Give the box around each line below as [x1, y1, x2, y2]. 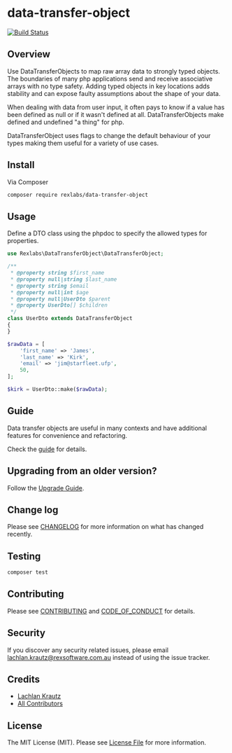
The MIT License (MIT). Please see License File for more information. [7, 738, 206, 747]
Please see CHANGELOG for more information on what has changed [7, 523, 204, 531]
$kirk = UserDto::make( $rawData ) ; [7, 386, 108, 393]
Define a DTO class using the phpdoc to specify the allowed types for [7, 229, 208, 237]
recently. [7, 530, 33, 539]
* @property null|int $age [10, 289, 89, 296]
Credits [7, 674, 41, 686]
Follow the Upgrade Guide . [7, 483, 85, 492]
